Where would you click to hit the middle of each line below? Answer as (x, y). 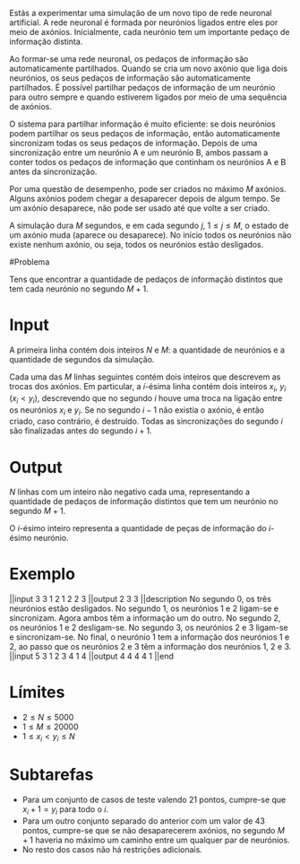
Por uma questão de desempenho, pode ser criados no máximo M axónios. (148, 189)
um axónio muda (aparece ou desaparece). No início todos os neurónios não (150, 235)
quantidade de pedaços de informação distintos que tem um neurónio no (144, 502)
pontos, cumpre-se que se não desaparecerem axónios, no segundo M (153, 830)
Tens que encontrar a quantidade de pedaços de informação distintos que (146, 279)
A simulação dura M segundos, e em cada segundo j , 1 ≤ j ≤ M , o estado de (149, 225)
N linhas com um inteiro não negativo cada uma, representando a (130, 492)
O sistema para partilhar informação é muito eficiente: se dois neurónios (142, 124)
